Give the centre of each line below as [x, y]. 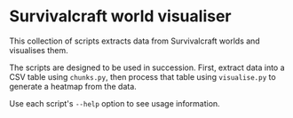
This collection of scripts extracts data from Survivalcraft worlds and [135, 41]
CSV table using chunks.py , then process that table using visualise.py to [143, 76]
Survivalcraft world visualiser [120, 16]
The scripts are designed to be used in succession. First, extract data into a [147, 67]
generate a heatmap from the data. [73, 86]
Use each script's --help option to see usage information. [115, 103]
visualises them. [39, 50]
